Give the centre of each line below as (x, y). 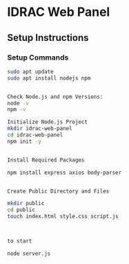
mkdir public (26, 204)
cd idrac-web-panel (35, 135)
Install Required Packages (46, 160)
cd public (21, 210)
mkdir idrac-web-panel (40, 129)
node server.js (29, 254)
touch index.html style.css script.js (63, 217)
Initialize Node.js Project (48, 122)
